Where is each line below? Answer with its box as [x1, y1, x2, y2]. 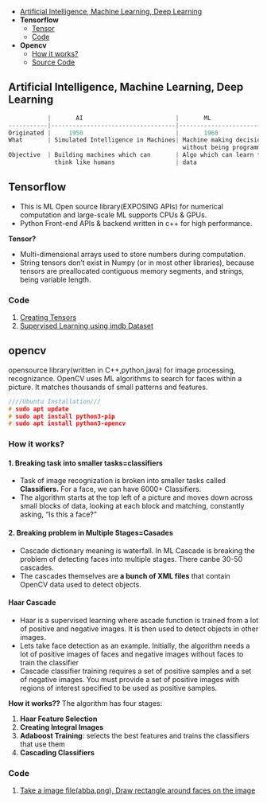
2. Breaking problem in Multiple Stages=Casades [8, 528, 173, 538]
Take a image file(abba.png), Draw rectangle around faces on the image [19, 785, 256, 795]
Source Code [31, 57, 75, 67]
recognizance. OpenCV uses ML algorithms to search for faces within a [8, 373, 242, 383]
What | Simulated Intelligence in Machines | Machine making [8, 136, 233, 144]
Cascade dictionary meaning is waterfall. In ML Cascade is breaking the [19, 545, 256, 555]
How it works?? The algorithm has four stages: [8, 698, 163, 707]
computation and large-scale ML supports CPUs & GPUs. [19, 210, 207, 220]
